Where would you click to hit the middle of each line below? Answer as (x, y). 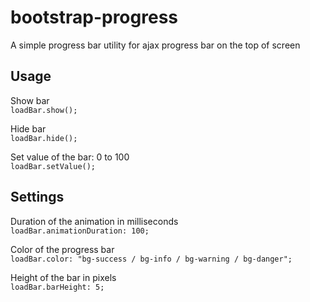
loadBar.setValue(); (53, 166)
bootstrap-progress (94, 17)
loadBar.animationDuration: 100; (80, 231)
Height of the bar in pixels (63, 277)
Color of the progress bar (62, 249)
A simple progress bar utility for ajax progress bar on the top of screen (155, 45)
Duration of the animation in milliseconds (94, 221)
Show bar (30, 100)
